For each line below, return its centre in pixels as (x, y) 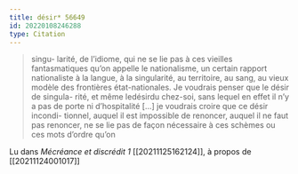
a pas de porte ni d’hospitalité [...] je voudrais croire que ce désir (149, 107)
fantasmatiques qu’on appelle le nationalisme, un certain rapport (149, 68)
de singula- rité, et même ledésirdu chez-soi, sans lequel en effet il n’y (160, 97)
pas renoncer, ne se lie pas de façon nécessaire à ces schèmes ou (153, 125)
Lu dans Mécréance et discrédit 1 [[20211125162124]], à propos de (130, 152)
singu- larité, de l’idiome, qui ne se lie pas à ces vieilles (132, 59)
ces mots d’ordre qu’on (73, 135)
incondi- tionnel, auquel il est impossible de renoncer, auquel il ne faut (160, 115)
